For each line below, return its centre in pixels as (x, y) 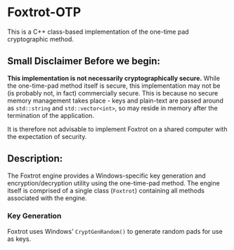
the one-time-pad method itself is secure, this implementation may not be (114, 86)
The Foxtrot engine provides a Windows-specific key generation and (106, 176)
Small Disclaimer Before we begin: (84, 61)
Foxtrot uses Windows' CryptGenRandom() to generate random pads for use (115, 231)
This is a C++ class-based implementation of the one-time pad (98, 32)
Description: (35, 159)
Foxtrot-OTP (44, 12)
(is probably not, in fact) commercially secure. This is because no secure (113, 93)
